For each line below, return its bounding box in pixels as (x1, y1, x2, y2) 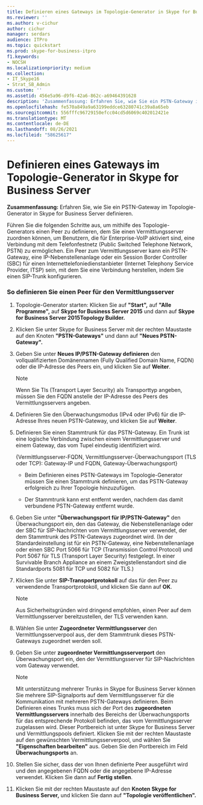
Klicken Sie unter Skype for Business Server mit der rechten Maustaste (15, 326, 192, 333)
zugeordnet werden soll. (42, 638, 102, 645)
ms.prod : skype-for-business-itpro (7, 48, 96, 54)
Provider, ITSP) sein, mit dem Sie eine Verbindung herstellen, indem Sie (7, 266, 184, 273)
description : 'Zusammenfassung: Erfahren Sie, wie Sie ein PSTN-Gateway (7, 98, 193, 104)
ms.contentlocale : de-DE (7, 121, 69, 127)
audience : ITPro (7, 37, 48, 43)
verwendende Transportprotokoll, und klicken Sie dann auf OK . (15, 583, 172, 591)
